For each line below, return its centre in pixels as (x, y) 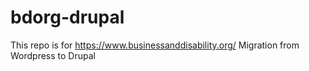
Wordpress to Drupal (53, 55)
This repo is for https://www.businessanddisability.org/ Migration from (155, 45)
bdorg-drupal (67, 17)
